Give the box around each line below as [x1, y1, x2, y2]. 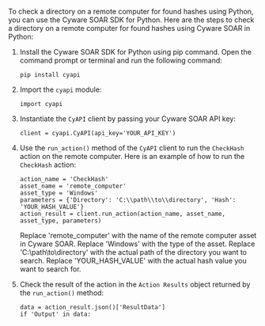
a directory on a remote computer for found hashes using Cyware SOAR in [8, 24, 251, 32]
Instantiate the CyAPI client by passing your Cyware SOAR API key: [19, 114, 236, 123]
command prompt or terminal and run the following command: [19, 55, 223, 65]
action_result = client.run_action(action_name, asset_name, [19, 210, 226, 218]
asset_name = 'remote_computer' [19, 182, 127, 190]
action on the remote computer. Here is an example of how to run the [19, 152, 245, 161]
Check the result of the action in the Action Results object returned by [19, 280, 251, 289]
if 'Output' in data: [19, 310, 91, 318]
